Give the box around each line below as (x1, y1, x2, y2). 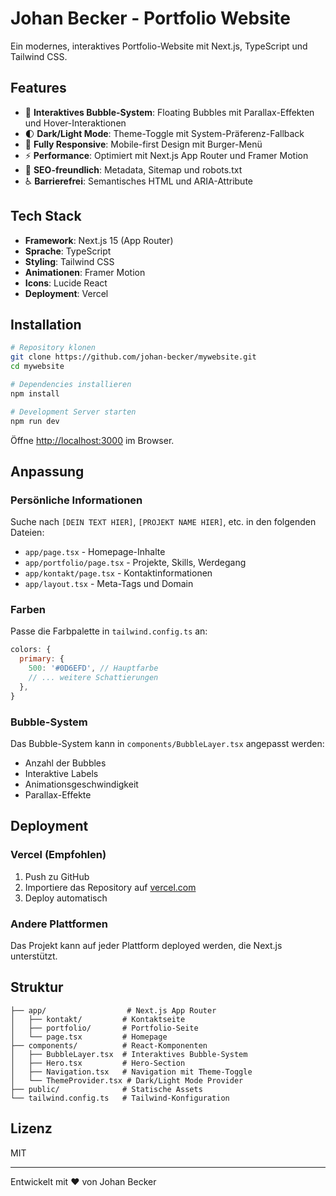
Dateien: (10, 527, 45, 539)
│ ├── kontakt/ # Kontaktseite (10, 1014, 186, 1024)
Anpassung (10, 463, 85, 480)
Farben (10, 603, 46, 617)
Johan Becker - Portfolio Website (10, 7, 292, 30)
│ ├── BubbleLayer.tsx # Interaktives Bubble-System (10, 1049, 248, 1059)
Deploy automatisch (24, 892, 108, 904)
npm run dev (10, 416, 60, 426)
